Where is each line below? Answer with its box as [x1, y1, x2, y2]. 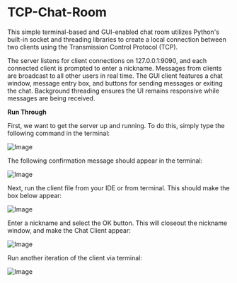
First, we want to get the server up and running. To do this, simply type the [7, 121, 225, 129]
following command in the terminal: [7, 129, 110, 137]
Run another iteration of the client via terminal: [7, 253, 143, 262]
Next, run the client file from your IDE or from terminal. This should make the [7, 183, 230, 192]
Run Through [7, 108, 47, 116]
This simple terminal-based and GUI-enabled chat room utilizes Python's [7, 28, 219, 36]
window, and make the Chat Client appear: [7, 226, 131, 234]
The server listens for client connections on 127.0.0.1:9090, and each [7, 56, 207, 64]
